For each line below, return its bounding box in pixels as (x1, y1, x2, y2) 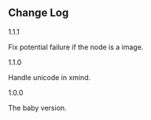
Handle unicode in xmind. (8, 72, 91, 82)
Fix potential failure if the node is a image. (8, 42, 144, 52)
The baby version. (8, 103, 67, 112)
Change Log (8, 6, 69, 20)
